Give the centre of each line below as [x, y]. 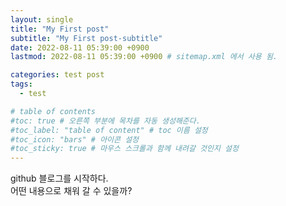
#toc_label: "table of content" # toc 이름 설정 [109, 130]
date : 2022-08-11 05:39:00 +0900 [80, 47]
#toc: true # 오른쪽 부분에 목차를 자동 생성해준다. [105, 121]
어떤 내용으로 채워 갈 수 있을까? [71, 191]
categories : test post [57, 75]
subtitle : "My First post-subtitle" [86, 38]
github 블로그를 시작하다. [59, 178]
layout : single [42, 19]
